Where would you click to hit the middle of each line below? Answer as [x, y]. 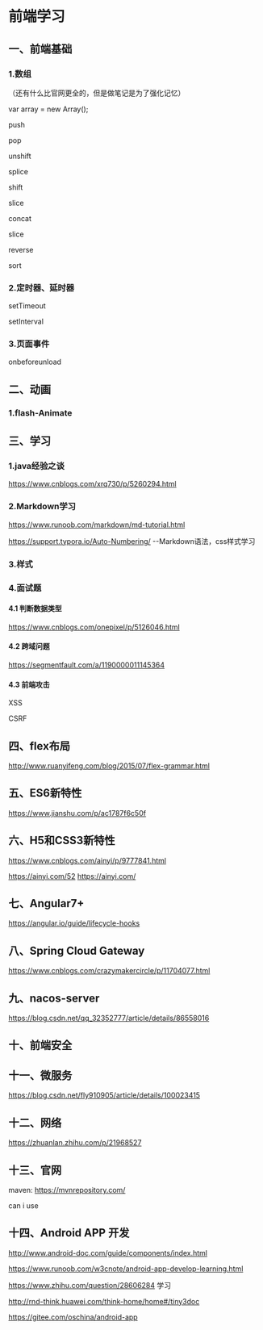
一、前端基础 [40, 49]
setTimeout [27, 306]
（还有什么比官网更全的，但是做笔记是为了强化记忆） [97, 93]
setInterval [26, 322]
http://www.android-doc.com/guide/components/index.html [108, 1253]
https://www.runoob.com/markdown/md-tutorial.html [97, 525]
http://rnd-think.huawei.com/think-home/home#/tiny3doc [104, 1301]
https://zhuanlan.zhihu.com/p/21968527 [75, 1143]
